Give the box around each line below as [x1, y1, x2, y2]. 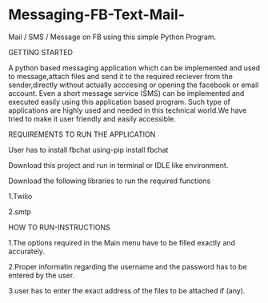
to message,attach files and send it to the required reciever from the [8, 71, 234, 81]
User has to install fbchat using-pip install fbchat [8, 145, 169, 154]
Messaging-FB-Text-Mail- [8, 6, 186, 24]
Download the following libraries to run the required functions [8, 176, 211, 185]
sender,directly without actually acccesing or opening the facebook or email [8, 80, 259, 90]
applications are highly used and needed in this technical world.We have [8, 106, 247, 115]
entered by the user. [8, 270, 75, 280]
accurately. [8, 246, 46, 256]
